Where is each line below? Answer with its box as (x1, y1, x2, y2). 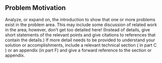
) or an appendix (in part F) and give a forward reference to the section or (5, 47, 152, 53)
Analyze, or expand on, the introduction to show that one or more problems (5, 16, 156, 22)
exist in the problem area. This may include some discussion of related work (5, 22, 157, 27)
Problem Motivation (5, 4, 66, 12)
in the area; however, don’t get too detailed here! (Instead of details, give (5, 26, 150, 33)
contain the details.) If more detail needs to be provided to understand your (5, 37, 155, 43)
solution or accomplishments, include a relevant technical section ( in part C (5, 42, 157, 48)
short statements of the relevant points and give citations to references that (5, 32, 156, 38)
